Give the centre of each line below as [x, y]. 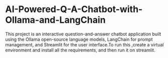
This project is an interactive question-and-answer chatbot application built [83, 34]
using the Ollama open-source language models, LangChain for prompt [79, 39]
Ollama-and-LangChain [55, 20]
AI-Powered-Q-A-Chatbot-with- [74, 9]
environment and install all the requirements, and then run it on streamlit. [80, 50]
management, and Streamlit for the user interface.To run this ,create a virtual [85, 44]
